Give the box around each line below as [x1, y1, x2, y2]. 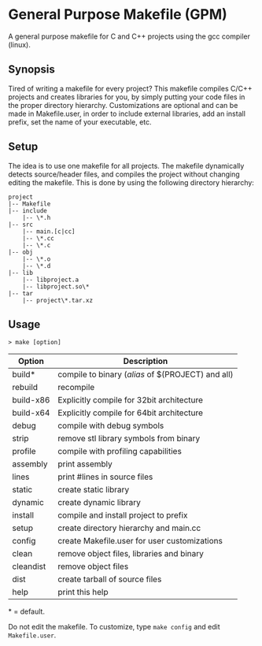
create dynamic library [57, 497, 142, 508]
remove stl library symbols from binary [57, 433, 201, 444]
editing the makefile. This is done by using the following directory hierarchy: [8, 177, 254, 187]
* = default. [8, 607, 46, 616]
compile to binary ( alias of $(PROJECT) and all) [57, 369, 234, 380]
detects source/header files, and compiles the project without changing [8, 169, 240, 179]
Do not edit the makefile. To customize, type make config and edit [8, 622, 220, 632]
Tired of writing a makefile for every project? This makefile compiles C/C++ [8, 84, 253, 93]
